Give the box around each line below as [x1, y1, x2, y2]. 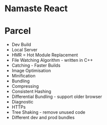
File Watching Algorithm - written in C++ [11, 57, 93, 63]
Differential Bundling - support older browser [11, 94, 102, 100]
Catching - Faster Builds [11, 62, 61, 69]
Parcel [4, 25, 31, 37]
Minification [11, 73, 36, 79]
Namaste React [4, 3, 68, 14]
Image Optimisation [11, 68, 51, 74]
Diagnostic [11, 99, 34, 105]
